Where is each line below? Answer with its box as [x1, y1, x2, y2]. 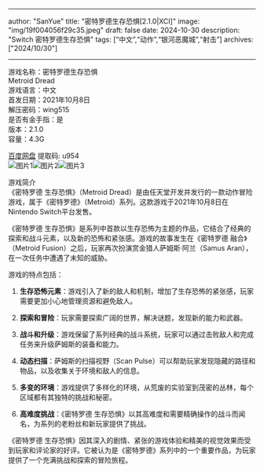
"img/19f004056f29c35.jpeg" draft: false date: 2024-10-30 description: [8, 25, 240, 35]
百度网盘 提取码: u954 [8, 151, 80, 160]
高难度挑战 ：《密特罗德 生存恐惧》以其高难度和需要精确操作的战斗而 [19, 409, 239, 419]
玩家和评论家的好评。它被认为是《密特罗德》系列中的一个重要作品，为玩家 [14, 445, 256, 455]
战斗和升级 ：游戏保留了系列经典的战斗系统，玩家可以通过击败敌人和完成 [19, 330, 254, 338]
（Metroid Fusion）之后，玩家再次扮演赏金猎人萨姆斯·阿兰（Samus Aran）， [8, 243, 253, 252]
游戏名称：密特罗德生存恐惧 [8, 68, 98, 76]
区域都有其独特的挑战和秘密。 [19, 393, 116, 401]
